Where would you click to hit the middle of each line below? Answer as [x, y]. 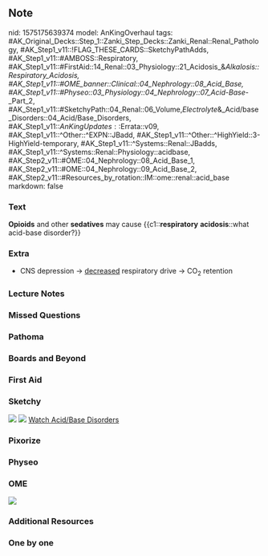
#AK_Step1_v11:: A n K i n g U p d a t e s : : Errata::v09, [84, 126]
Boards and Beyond [47, 358]
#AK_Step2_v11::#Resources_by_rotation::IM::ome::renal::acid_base [119, 177]
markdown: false [36, 186]
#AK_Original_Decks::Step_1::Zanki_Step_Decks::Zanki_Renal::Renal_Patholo [134, 41]
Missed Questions [45, 315]
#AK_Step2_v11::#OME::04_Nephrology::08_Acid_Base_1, [102, 160]
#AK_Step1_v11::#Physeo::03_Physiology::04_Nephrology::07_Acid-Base [127, 92]
